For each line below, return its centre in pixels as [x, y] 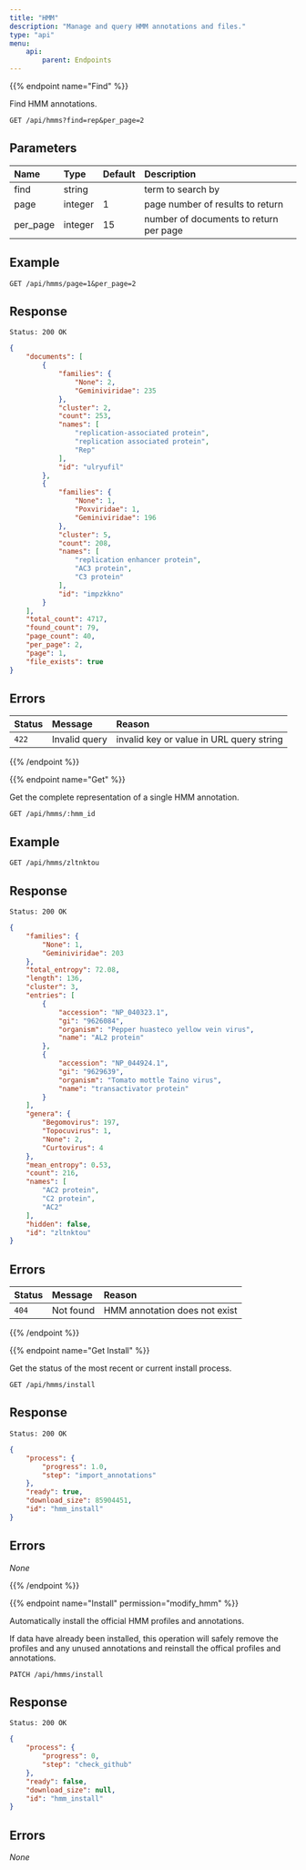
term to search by [182, 189]
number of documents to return [212, 219]
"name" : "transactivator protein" [123, 1088]
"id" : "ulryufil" [91, 467]
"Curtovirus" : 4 [73, 1148]
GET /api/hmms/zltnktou [55, 863]
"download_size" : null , [71, 1790]
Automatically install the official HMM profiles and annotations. [127, 1620]
